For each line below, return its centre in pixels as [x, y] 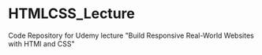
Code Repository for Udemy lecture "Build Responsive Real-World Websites [131, 35]
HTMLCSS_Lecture [72, 14]
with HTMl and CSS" [41, 43]
